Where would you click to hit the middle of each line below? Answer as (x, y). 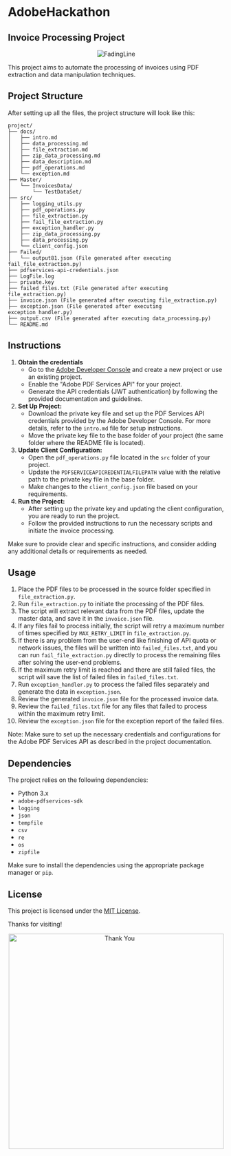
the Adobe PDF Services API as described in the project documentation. (110, 742)
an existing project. (55, 377)
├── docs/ (22, 132)
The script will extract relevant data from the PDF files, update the (111, 611)
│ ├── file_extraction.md (48, 149)
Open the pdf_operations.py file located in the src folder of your (119, 457)
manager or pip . (31, 873)
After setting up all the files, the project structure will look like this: (101, 113)
